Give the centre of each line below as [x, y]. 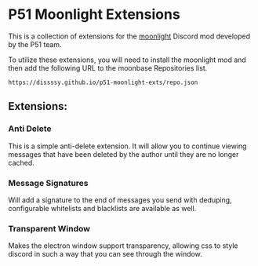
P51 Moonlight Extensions [94, 15]
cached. [22, 162]
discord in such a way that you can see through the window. [105, 254]
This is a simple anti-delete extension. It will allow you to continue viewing [127, 146]
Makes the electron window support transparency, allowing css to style [123, 246]
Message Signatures [48, 183]
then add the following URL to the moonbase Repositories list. [108, 67]
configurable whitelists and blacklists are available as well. [102, 208]
